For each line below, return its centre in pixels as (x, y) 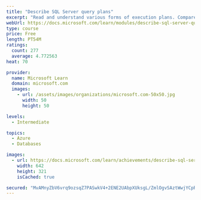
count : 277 (25, 51)
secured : (17, 188)
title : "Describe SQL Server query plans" (60, 12)
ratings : (17, 45)
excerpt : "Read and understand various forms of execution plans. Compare (101, 17)
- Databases (27, 144)
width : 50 (34, 100)
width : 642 (31, 166)
